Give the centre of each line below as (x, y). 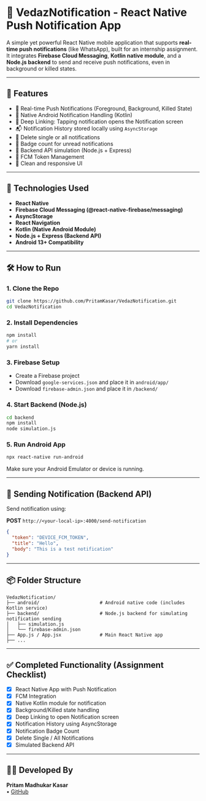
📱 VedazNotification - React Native (97, 13)
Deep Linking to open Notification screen (67, 717)
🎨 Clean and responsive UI (49, 163)
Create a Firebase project (47, 376)
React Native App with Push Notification (66, 689)
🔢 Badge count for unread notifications (64, 144)
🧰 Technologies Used (48, 189)
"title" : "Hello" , (36, 543)
